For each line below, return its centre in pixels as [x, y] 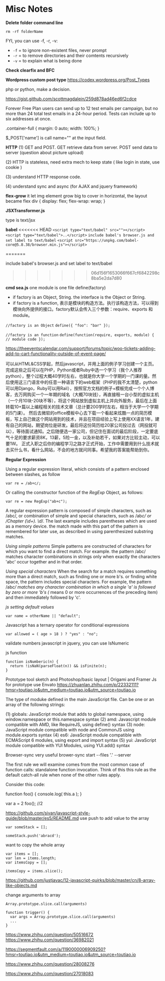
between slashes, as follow [33, 474]
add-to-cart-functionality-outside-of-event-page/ [56, 353]
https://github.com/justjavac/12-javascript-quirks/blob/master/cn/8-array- [81, 880]
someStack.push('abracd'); [33, 836]
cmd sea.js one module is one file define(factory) [56, 287]
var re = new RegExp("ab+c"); [37, 501]
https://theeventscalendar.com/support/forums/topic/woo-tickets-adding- [81, 348]
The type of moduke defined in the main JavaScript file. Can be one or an [80, 699]
